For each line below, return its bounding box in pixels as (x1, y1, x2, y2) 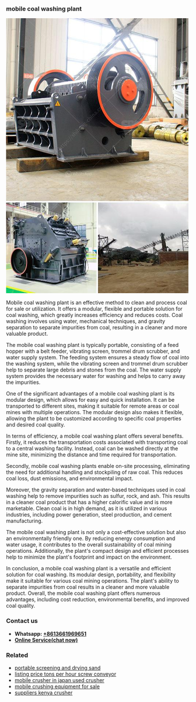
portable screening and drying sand (14, 664, 101, 671)
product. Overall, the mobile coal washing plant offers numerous (6, 590, 160, 597)
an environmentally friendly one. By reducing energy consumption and (6, 535, 176, 542)
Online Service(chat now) (14, 636, 78, 643)
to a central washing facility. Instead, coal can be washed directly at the (6, 445, 178, 452)
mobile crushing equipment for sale (14, 683, 100, 690)
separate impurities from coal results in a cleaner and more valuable (6, 584, 170, 591)
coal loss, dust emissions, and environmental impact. (6, 475, 134, 482)
